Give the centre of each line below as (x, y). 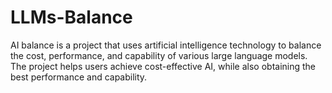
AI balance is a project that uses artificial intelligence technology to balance (166, 45)
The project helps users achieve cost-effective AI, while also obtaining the (163, 66)
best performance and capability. (79, 77)
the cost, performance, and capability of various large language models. (159, 55)
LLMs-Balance (71, 17)
